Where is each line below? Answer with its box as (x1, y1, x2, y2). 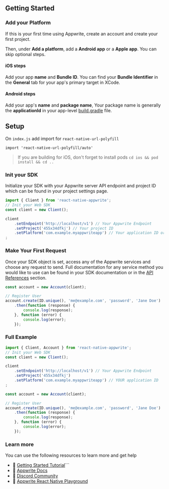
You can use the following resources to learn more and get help (5, 452, 137, 459)
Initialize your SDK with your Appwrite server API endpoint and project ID (5, 183, 156, 189)
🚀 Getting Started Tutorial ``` (12, 462, 69, 468)
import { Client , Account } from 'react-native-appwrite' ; (5, 345, 132, 350)
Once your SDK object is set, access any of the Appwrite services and (5, 259, 151, 265)
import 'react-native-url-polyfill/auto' (5, 145, 94, 151)
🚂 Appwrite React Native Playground (12, 478, 88, 484)
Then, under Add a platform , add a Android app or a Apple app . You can (5, 45, 157, 52)
